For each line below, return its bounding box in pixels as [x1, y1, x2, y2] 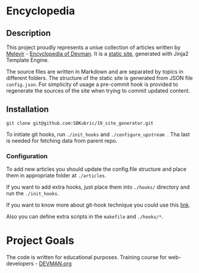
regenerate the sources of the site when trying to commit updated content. [6, 87, 190, 94]
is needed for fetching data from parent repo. [6, 137, 118, 144]
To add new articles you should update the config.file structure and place [6, 165, 187, 173]
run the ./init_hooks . [6, 190, 59, 197]
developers [6, 260, 34, 267]
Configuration [6, 152, 48, 160]
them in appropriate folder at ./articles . [6, 172, 106, 179]
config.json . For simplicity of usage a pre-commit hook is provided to [6, 81, 178, 88]
